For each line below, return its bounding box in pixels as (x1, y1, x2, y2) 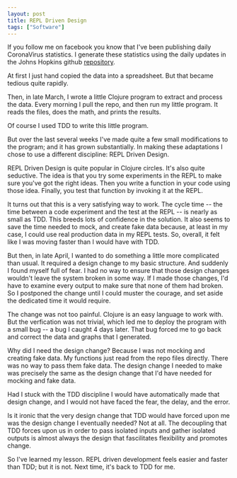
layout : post (7, 10, 46, 18)
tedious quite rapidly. (7, 79, 69, 88)
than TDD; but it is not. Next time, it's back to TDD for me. (7, 462, 175, 471)
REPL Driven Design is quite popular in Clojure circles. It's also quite (7, 164, 205, 173)
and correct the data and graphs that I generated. (7, 333, 152, 342)
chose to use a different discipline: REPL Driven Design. (7, 150, 170, 159)
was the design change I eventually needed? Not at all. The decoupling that (7, 419, 227, 428)
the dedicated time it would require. (7, 296, 111, 305)
